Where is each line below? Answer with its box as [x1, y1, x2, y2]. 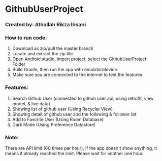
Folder [12, 61, 26, 67]
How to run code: [5, 35, 47, 41]
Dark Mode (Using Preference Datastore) [12, 121, 96, 127]
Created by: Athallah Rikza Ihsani [5, 21, 86, 28]
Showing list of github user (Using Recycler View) [12, 106, 113, 112]
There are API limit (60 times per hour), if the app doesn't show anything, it [5, 145, 157, 151]
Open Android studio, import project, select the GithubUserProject [12, 56, 147, 62]
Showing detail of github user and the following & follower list [12, 111, 137, 117]
